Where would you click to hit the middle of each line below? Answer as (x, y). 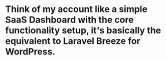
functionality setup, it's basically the (83, 30)
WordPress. (30, 52)
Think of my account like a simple (76, 9)
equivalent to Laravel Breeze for (73, 41)
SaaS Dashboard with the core (69, 20)
